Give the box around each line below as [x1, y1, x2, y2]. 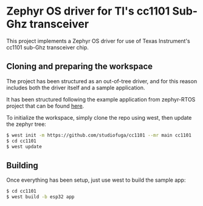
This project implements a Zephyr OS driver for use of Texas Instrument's [6, 37, 190, 44]
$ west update [6, 143, 43, 149]
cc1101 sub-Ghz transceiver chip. [6, 44, 89, 51]
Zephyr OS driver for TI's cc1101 [6, 4, 170, 18]
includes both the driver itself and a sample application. [6, 84, 145, 91]
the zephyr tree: [6, 120, 47, 128]
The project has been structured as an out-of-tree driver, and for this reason [6, 77, 198, 84]
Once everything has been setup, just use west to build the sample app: [6, 176, 186, 184]
